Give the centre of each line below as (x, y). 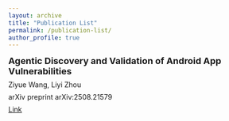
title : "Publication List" (53, 23)
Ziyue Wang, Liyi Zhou (45, 85)
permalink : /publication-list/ (60, 30)
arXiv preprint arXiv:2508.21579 (60, 97)
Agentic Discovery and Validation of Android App (115, 61)
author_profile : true (44, 38)
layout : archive (35, 15)
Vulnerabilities (40, 72)
